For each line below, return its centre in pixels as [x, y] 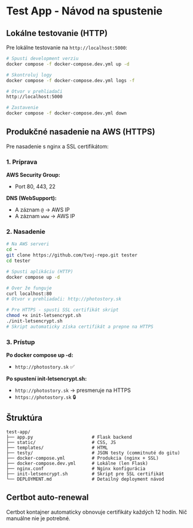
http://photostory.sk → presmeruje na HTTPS [73, 390]
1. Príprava [22, 162]
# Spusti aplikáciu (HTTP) [40, 271]
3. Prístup [21, 342]
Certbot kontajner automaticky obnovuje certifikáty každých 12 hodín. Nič [96, 512]
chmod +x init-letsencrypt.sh [44, 316]
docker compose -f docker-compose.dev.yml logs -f [71, 80]
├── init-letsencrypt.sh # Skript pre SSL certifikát [85, 474]
